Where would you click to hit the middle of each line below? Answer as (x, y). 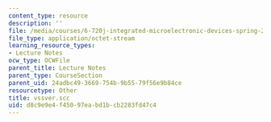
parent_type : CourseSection (56, 75)
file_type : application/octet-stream (72, 38)
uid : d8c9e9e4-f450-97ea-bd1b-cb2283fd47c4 (83, 105)
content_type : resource (48, 16)
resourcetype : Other (43, 90)
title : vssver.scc (39, 98)
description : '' (35, 23)
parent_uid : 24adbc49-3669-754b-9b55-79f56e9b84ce (95, 83)
